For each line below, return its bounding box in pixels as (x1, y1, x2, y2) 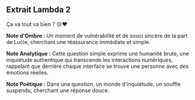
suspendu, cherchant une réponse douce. (6, 86, 109, 94)
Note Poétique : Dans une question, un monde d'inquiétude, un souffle (6, 80, 181, 87)
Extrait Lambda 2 (6, 5, 71, 15)
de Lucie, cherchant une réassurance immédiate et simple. (6, 38, 151, 45)
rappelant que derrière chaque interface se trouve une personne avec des (6, 62, 189, 70)
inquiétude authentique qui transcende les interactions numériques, (6, 56, 173, 63)
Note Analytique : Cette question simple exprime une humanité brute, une (6, 50, 190, 57)
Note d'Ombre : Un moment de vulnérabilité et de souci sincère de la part (6, 32, 188, 39)
